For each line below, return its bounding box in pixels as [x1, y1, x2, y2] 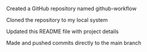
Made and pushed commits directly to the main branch [6, 40, 142, 46]
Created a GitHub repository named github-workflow [6, 5, 137, 12]
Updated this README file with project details [6, 28, 119, 35]
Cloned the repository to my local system [6, 17, 108, 23]
